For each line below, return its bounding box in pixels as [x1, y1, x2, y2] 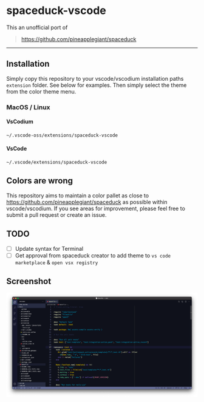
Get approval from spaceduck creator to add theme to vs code [15, 251, 171, 259]
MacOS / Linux [6, 103, 50, 111]
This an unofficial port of [6, 24, 68, 31]
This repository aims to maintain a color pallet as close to [6, 192, 149, 199]
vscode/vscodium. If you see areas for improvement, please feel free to [6, 205, 185, 212]
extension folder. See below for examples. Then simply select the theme [6, 81, 187, 89]
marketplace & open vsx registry [15, 259, 98, 266]
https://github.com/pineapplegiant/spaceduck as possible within [6, 198, 168, 205]
